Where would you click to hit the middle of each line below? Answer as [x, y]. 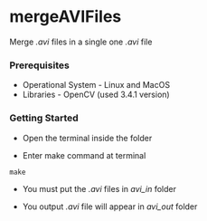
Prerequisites [39, 65]
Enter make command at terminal [84, 155]
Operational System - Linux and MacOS [96, 85]
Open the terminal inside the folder [87, 138]
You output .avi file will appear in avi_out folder [110, 207]
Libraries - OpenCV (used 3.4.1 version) [96, 95]
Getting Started [44, 118]
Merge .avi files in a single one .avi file [81, 42]
